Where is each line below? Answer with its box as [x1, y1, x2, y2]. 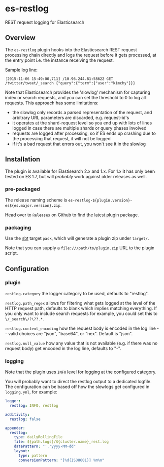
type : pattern [18, 453, 48, 458]
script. [5, 250, 18, 256]
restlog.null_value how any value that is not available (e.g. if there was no [5, 340, 158, 346]
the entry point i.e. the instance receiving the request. [5, 57, 114, 63]
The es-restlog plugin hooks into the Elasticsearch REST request [5, 46, 137, 52]
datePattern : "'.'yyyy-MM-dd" [14, 444, 76, 449]
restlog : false [9, 417, 41, 422]
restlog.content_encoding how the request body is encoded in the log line [5, 325, 156, 331]
